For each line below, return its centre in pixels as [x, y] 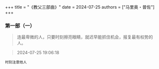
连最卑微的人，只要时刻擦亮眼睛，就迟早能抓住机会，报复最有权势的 [85, 37]
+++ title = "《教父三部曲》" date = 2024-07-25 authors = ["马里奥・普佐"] [80, 7]
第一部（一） [20, 25]
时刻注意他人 [16, 62]
